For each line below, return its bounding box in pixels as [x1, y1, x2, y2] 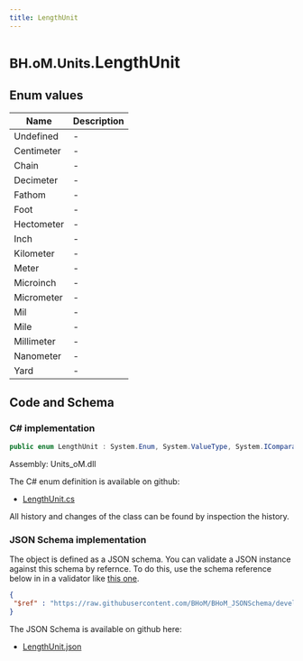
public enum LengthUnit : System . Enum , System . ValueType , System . [9, 443, 264, 452]
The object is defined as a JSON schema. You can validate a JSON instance [9, 554, 291, 565]
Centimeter [14, 144, 61, 157]
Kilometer [14, 247, 56, 260]
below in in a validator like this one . [9, 574, 140, 584]
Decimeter [14, 173, 59, 186]
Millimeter [14, 335, 56, 347]
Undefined [14, 130, 59, 142]
